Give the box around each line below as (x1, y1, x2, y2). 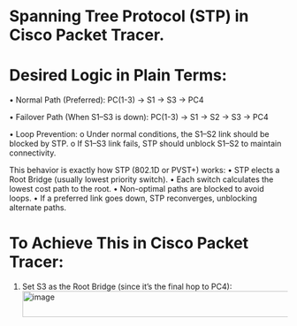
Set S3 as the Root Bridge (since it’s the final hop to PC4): (21, 281, 232, 292)
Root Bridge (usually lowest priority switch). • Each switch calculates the (9, 174, 274, 185)
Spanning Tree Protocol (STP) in (9, 6, 249, 27)
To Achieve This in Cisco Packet (9, 233, 249, 254)
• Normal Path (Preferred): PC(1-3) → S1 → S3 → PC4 (9, 95, 205, 105)
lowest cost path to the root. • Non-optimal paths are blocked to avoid (9, 184, 264, 194)
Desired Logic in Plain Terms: (9, 65, 227, 86)
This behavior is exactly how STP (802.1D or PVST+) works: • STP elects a (9, 165, 280, 176)
